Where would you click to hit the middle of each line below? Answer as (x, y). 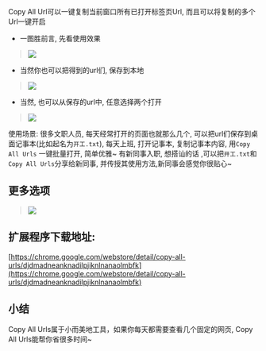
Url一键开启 (27, 21)
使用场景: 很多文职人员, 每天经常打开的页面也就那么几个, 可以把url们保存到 (130, 134)
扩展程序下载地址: (52, 237)
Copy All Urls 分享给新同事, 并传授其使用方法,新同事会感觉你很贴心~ (120, 164)
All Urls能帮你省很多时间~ (50, 339)
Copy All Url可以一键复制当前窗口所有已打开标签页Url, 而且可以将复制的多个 (132, 12)
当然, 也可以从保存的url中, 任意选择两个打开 (91, 102)
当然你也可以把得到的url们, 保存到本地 (82, 70)
